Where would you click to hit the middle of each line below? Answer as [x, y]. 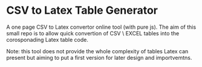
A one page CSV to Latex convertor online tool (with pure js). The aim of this [101, 27]
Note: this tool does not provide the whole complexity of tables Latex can [97, 51]
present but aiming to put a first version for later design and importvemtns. [99, 57]
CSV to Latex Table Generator [82, 10]
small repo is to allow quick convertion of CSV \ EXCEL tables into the [93, 33]
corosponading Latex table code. [47, 39]
